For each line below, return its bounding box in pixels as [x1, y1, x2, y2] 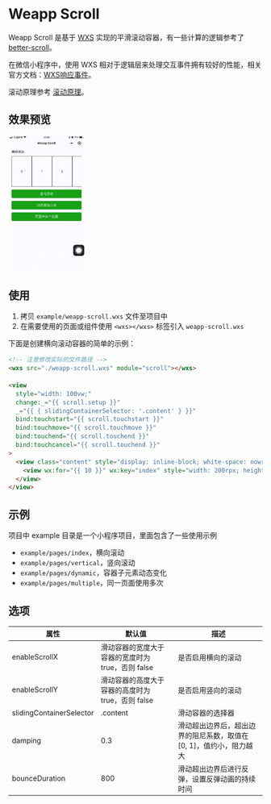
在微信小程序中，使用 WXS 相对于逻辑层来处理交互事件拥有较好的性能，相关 [8, 60, 262, 69]
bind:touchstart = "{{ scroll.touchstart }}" [15, 415, 164, 423]
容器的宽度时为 [100, 652, 151, 662]
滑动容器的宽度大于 [100, 642, 165, 652]
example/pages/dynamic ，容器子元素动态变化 [19, 568, 168, 577]
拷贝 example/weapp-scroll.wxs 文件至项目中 [19, 311, 168, 321]
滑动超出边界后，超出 [177, 721, 249, 731]
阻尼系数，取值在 [192, 731, 249, 740]
